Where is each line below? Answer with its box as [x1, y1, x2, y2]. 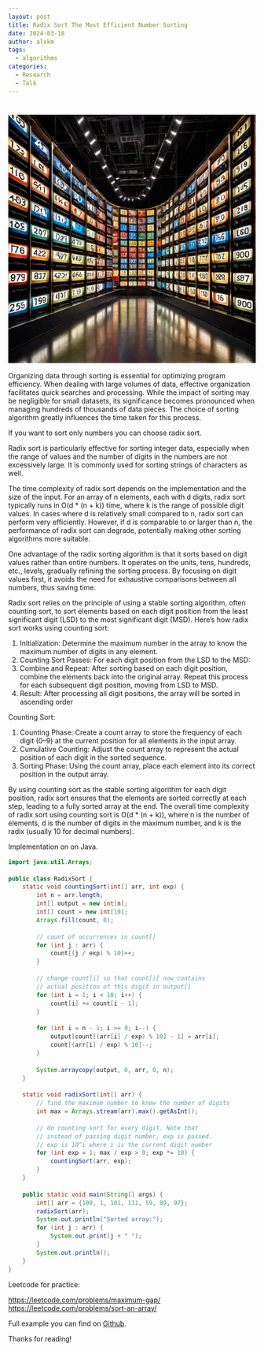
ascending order [19, 697, 73, 706]
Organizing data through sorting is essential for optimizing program [8, 370, 226, 380]
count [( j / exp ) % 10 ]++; [49, 950, 135, 958]
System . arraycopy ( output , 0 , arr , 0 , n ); [36, 1066, 174, 1074]
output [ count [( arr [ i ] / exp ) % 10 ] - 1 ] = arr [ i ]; [49, 1033, 220, 1040]
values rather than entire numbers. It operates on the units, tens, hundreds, [8, 557, 251, 567]
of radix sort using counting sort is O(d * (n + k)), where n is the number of [8, 809, 250, 819]
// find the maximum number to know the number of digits [36, 1100, 230, 1107]
